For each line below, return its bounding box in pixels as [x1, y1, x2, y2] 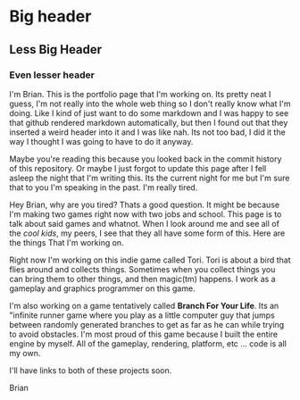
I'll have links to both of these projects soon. [9, 364, 172, 376]
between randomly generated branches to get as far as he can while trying [9, 319, 285, 329]
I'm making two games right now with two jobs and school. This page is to [9, 208, 282, 220]
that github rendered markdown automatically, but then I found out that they [9, 117, 288, 128]
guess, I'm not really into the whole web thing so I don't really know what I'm [9, 98, 291, 109]
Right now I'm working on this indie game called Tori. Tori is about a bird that [9, 254, 291, 265]
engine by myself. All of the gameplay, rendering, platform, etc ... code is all [9, 337, 287, 349]
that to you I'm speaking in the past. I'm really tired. [9, 181, 198, 193]
